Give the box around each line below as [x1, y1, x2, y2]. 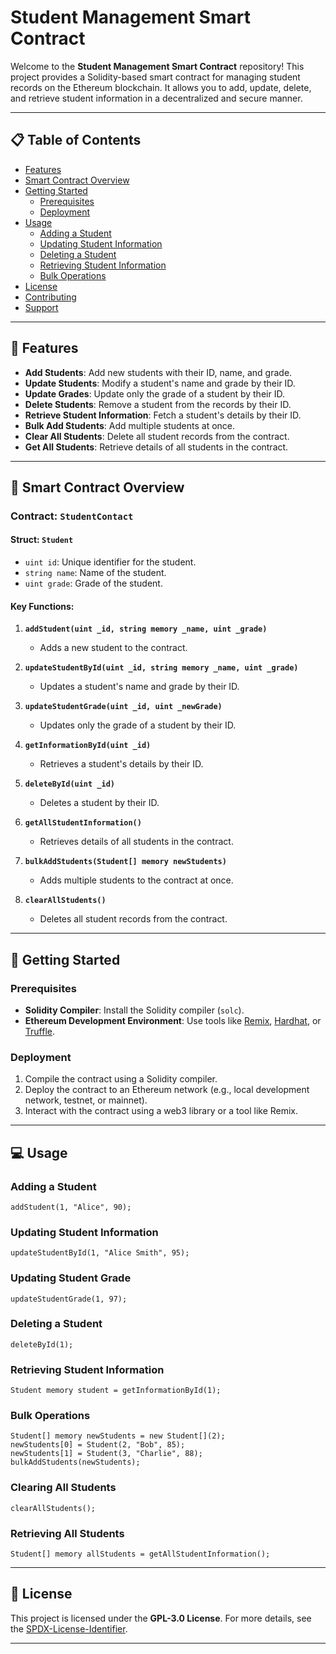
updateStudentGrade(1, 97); [10, 1294, 128, 1304]
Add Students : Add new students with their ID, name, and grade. [24, 366, 293, 378]
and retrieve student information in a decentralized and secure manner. [10, 92, 303, 104]
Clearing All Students [10, 1481, 117, 1495]
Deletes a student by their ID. [39, 797, 160, 809]
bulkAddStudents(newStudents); [10, 1457, 141, 1468]
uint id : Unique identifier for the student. [24, 556, 197, 568]
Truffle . [24, 1025, 56, 1037]
